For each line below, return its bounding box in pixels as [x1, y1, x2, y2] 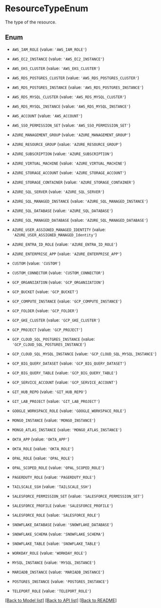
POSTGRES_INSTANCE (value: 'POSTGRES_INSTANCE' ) [12, 578, 109, 584]
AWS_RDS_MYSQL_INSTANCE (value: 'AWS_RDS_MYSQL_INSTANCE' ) [12, 103, 131, 109]
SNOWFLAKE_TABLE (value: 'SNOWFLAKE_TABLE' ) [12, 540, 100, 546]
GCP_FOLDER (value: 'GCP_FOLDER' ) [12, 307, 78, 313]
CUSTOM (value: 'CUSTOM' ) [12, 260, 61, 266]
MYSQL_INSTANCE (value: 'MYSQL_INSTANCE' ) [12, 559, 96, 565]
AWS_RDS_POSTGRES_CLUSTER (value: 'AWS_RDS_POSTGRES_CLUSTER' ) [12, 74, 140, 81]
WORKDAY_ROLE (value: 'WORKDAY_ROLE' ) [12, 550, 87, 556]
